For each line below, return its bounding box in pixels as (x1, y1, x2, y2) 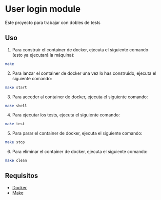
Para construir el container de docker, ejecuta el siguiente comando (12, 46, 149, 52)
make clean (5, 158, 27, 163)
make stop (5, 140, 25, 145)
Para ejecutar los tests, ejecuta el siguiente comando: (12, 112, 121, 118)
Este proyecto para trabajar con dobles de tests (5, 20, 101, 25)
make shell (5, 103, 27, 108)
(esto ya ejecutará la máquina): (12, 52, 75, 58)
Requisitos (5, 172, 38, 180)
